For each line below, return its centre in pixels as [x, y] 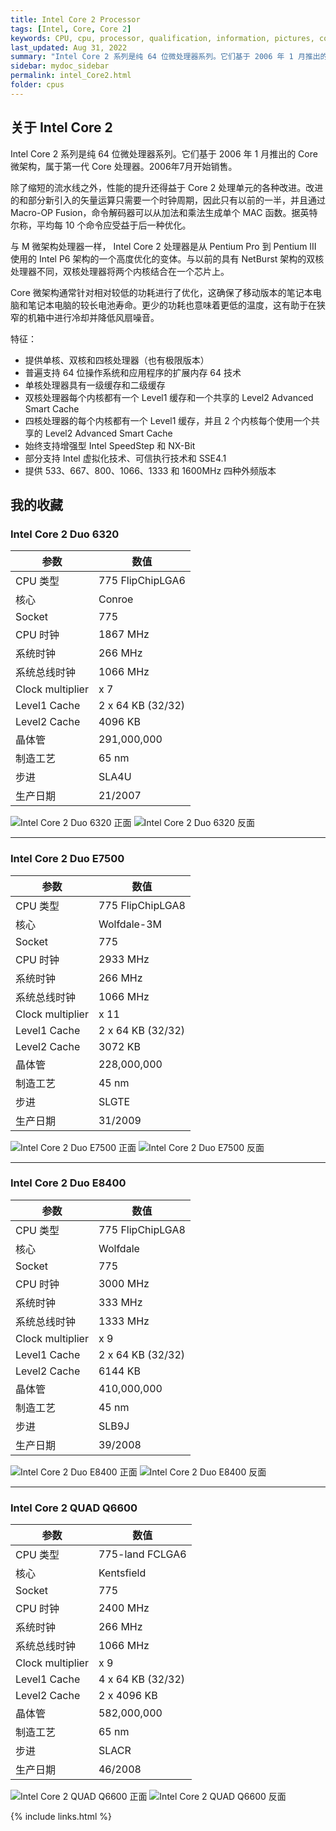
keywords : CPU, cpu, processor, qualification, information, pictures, [162, 38]
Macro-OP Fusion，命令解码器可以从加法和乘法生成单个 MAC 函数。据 [155, 212]
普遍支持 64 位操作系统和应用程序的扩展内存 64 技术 [133, 372]
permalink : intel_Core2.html [71, 76]
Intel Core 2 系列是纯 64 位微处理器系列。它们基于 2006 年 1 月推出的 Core [164, 153]
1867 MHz [124, 634]
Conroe [116, 599]
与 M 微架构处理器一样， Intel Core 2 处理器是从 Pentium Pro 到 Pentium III [163, 246]
